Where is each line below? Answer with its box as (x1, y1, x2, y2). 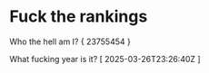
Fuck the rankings (9, 6, 148, 27)
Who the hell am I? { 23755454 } (9, 36, 132, 47)
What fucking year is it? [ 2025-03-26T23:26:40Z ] (9, 53, 202, 64)
